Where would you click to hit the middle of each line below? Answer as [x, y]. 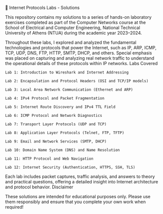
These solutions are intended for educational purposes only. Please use [78, 196]
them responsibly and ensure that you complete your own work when [76, 202]
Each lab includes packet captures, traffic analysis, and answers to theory [80, 177]
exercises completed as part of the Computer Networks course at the [76, 22]
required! [14, 207]
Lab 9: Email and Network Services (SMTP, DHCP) [56, 142]
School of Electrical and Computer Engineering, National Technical [73, 28]
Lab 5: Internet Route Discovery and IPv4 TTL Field [60, 107]
